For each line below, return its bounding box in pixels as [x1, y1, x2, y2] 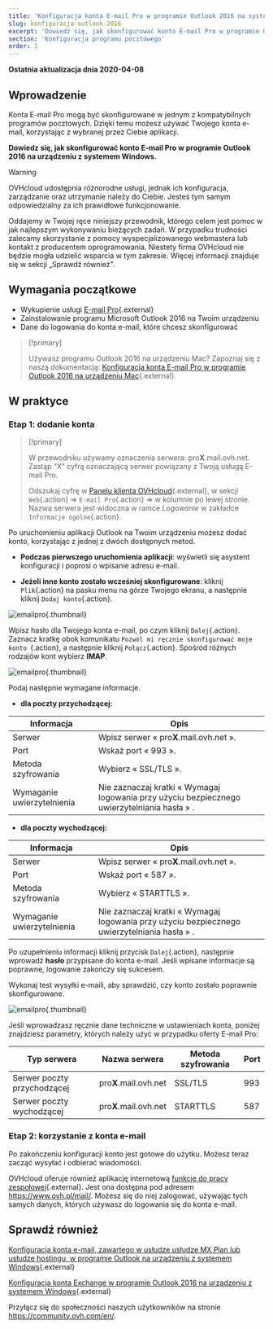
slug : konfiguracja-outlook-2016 [8, 20, 122, 28]
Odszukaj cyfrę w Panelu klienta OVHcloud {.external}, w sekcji [28, 486, 239, 496]
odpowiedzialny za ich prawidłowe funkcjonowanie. [8, 200, 181, 210]
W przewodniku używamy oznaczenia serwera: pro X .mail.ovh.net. [28, 453, 250, 463]
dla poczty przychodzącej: [19, 699, 113, 708]
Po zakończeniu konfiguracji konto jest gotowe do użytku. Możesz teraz [8, 1149, 249, 1159]
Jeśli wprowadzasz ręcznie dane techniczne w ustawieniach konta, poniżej [8, 1020, 260, 1030]
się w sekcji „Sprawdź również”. [8, 259, 115, 269]
